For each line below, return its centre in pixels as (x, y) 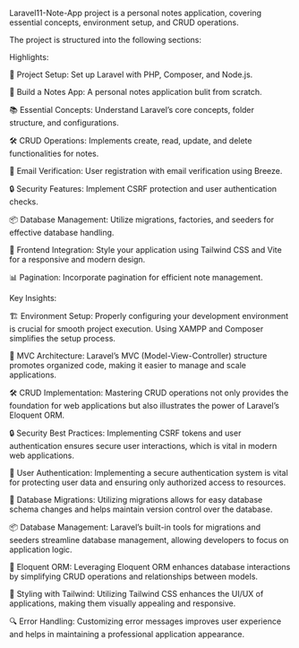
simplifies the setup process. (63, 338)
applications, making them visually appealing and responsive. (123, 603)
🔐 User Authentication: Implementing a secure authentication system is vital (149, 473)
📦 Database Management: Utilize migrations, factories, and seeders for (142, 220)
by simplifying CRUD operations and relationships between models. (133, 576)
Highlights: (29, 57)
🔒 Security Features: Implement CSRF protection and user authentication (143, 189)
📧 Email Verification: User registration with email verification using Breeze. (146, 171)
